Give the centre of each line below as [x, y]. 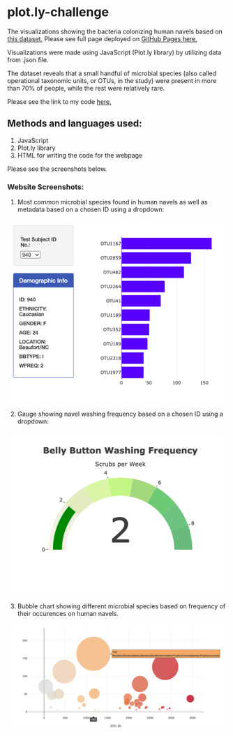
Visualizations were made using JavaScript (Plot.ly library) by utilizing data [114, 52]
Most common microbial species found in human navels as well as [112, 202]
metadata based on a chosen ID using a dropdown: [91, 209]
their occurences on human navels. [68, 613]
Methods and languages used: [75, 124]
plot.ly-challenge [58, 12]
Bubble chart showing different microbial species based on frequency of [121, 606]
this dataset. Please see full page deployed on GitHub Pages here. [102, 38]
